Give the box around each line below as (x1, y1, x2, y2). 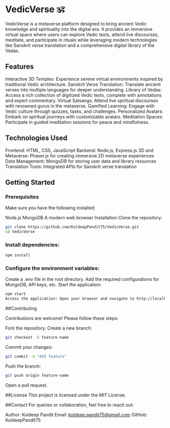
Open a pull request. (5, 382, 48, 388)
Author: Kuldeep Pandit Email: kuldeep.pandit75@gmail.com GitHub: (5, 411, 148, 417)
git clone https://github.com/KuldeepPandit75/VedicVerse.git (5, 224, 139, 229)
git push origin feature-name (5, 373, 69, 378)
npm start (5, 291, 26, 297)
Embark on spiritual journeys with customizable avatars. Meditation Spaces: (5, 113, 163, 120)
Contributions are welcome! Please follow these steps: (5, 315, 119, 321)
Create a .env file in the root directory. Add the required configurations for (5, 276, 159, 282)
